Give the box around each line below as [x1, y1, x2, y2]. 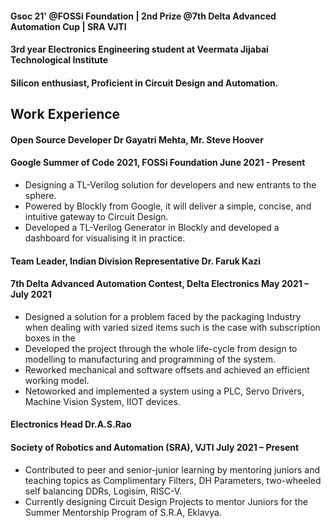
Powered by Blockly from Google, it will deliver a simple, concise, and [24, 200, 312, 212]
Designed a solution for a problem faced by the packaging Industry [24, 310, 302, 322]
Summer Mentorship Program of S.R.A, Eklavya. [24, 506, 222, 518]
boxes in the [24, 332, 76, 344]
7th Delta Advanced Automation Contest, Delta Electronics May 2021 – [10, 278, 310, 290]
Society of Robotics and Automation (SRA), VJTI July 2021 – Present [10, 441, 300, 453]
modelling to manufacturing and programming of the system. [24, 353, 276, 365]
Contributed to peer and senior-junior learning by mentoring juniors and [24, 463, 321, 476]
